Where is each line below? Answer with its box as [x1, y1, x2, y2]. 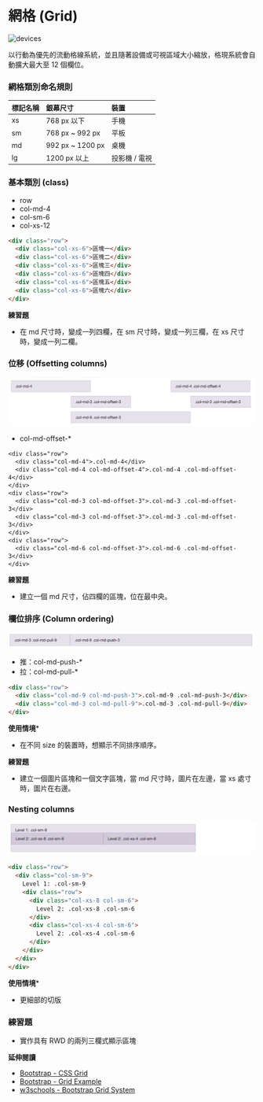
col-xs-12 [19, 220, 51, 230]
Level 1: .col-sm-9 [22, 880, 86, 888]
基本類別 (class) [8, 177, 69, 188]
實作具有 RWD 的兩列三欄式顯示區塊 [19, 1036, 137, 1045]
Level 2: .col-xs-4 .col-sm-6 [36, 930, 135, 937]
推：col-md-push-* [19, 656, 83, 666]
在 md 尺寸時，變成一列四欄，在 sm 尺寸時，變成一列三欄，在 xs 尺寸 [19, 327, 245, 336]
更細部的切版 [19, 995, 61, 1004]
